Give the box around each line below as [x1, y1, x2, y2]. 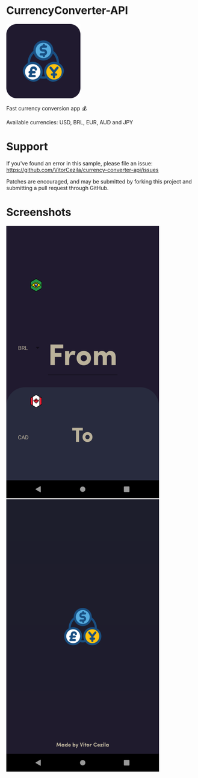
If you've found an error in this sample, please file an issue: [6, 159, 153, 167]
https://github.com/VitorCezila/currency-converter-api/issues [6, 166, 159, 173]
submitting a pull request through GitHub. [6, 184, 109, 191]
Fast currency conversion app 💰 [6, 104, 87, 112]
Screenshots [6, 206, 72, 219]
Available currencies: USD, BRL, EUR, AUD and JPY [6, 118, 134, 126]
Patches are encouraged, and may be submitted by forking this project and [6, 177, 193, 185]
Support [6, 140, 48, 154]
